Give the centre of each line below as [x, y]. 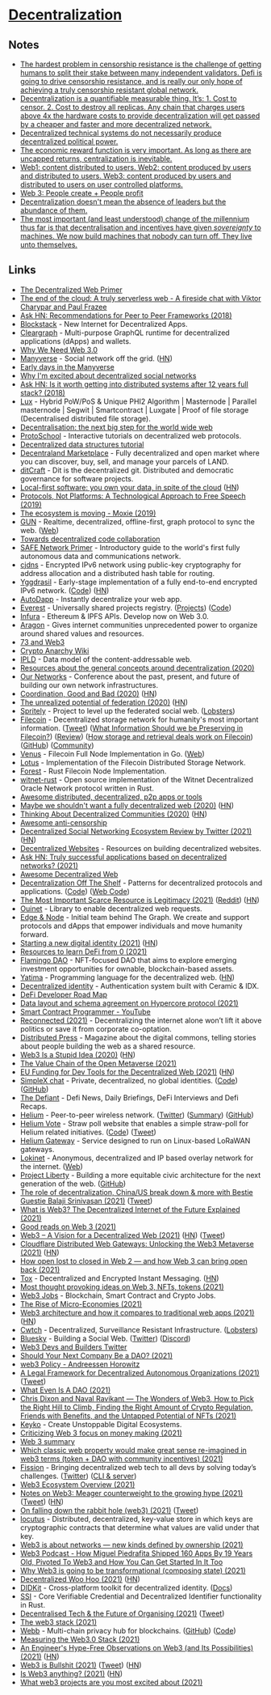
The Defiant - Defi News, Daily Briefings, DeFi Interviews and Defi [129, 1097]
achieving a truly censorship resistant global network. [109, 90]
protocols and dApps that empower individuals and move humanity [131, 926]
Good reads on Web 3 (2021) [68, 1227]
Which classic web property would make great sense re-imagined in [133, 1450]
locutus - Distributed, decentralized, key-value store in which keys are [136, 1519]
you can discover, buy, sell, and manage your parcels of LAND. [124, 461]
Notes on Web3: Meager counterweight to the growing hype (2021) [131, 1493]
